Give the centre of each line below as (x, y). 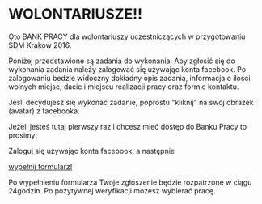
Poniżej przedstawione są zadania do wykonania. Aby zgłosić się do (122, 61)
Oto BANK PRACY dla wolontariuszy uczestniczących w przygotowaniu (127, 36)
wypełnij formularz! (40, 166)
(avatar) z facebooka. (44, 111)
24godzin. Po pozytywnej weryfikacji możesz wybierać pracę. (112, 190)
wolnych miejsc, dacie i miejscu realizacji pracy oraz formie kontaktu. (124, 87)
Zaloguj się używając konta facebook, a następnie (92, 151)
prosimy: (23, 135)
